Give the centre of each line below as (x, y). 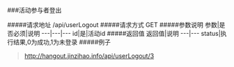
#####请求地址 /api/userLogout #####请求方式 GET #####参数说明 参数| (113, 25)
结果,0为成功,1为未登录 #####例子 (62, 42)
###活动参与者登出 (34, 10)
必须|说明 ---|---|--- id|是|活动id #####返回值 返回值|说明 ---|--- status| (117, 33)
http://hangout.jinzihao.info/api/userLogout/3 (89, 56)
